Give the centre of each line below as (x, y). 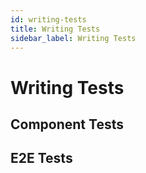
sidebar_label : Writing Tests (73, 38)
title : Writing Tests (55, 29)
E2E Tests (41, 158)
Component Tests (67, 124)
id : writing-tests (48, 19)
